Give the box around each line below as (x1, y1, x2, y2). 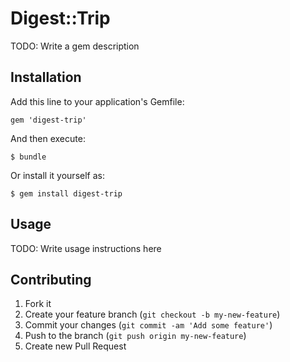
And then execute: (10, 132, 86, 144)
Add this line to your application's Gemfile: (10, 95, 185, 107)
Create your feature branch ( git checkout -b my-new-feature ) (24, 308, 281, 321)
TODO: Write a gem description (10, 40, 140, 52)
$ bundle (10, 152, 47, 162)
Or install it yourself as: (10, 169, 105, 181)
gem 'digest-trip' (10, 115, 87, 125)
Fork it (24, 298, 52, 310)
